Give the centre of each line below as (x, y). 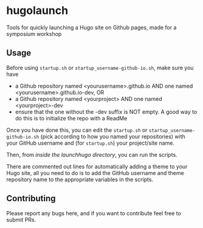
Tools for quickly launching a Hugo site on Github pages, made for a (91, 27)
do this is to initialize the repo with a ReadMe (71, 118)
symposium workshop (34, 33)
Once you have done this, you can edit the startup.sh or (77, 130)
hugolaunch (37, 11)
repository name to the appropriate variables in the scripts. (80, 179)
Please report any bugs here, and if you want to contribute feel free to (94, 213)
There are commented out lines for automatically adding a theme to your (97, 166)
